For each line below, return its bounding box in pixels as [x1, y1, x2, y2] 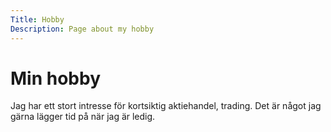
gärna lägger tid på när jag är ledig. [10, 111, 156, 123]
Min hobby [10, 67, 101, 90]
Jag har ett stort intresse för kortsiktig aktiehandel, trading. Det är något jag [10, 100, 322, 112]
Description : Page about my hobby [10, 24, 155, 34]
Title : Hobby [10, 14, 65, 25]
